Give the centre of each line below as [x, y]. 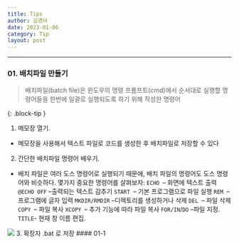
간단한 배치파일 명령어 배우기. [59, 158]
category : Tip [28, 34]
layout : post [27, 41]
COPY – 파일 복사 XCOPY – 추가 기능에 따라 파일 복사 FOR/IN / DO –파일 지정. [119, 209]
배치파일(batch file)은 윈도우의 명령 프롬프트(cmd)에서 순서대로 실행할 [123, 91]
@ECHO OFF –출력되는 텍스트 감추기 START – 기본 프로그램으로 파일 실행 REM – [123, 192]
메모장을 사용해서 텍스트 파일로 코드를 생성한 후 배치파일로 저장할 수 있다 [118, 143]
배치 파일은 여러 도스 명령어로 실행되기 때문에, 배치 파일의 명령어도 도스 [116, 174]
